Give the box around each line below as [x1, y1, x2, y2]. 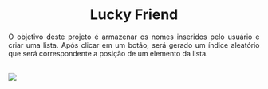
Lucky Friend [89, 6, 179, 24]
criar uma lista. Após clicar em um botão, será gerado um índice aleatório [8, 40, 260, 49]
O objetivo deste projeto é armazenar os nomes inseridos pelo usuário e [8, 32, 260, 41]
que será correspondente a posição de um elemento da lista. [8, 48, 209, 58]
